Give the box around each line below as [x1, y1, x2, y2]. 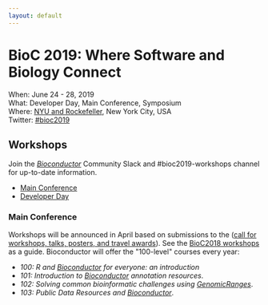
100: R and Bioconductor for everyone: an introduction [19, 262, 200, 271]
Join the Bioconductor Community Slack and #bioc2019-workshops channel [8, 159, 260, 168]
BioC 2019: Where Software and [8, 46, 226, 64]
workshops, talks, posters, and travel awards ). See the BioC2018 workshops [8, 238, 260, 248]
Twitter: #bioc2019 [8, 115, 70, 125]
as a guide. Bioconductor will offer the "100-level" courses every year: [8, 247, 240, 256]
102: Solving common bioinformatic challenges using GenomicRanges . [19, 279, 254, 288]
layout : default [8, 11, 62, 20]
